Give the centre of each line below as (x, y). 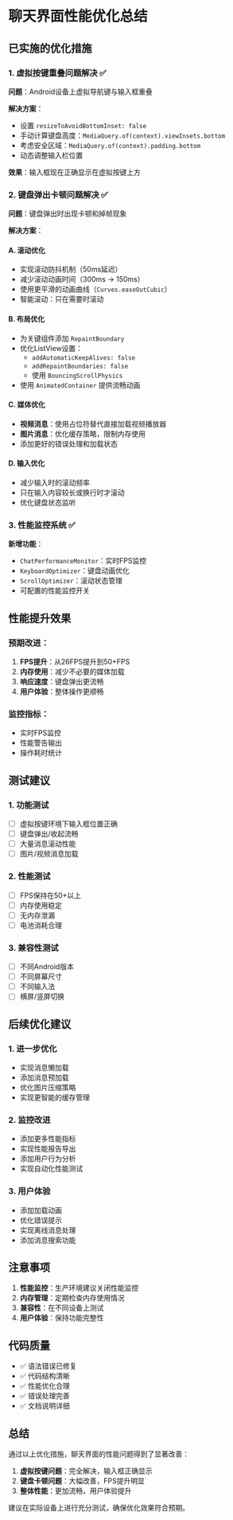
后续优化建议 (40, 1024)
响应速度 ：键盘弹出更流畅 (62, 681)
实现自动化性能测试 (51, 1169)
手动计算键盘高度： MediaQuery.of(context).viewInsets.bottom (122, 135)
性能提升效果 (40, 618)
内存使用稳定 (41, 905)
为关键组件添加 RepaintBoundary (72, 338)
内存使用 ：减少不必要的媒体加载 (72, 671)
